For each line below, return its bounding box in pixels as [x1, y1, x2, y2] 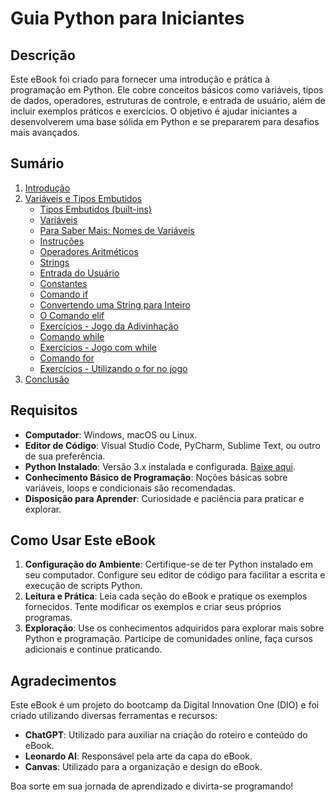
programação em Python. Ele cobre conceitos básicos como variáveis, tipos [10, 84, 324, 96]
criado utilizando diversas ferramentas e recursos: [10, 710, 218, 722]
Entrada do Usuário [39, 267, 120, 279]
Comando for [39, 352, 95, 364]
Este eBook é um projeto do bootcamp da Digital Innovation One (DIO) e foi [10, 699, 320, 711]
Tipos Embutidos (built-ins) [39, 203, 152, 215]
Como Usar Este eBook [10, 532, 157, 549]
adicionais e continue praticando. [24, 643, 163, 656]
